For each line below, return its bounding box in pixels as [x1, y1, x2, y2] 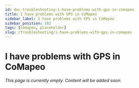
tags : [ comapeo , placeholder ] [5, 25, 67, 30]
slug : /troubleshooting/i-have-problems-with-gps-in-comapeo [5, 30, 132, 35]
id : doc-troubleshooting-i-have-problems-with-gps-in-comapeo [5, 7, 134, 12]
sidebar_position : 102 [5, 21, 51, 26]
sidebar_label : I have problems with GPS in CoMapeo [5, 16, 115, 21]
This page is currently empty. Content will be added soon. [5, 77, 122, 83]
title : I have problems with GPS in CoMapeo [5, 12, 97, 17]
